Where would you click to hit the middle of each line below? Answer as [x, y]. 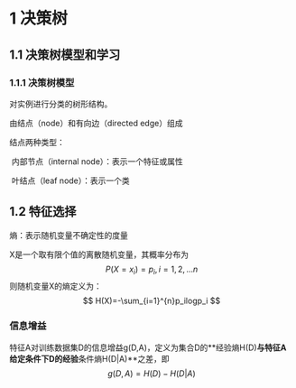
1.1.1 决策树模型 [42, 82]
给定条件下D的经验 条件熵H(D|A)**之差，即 [89, 358]
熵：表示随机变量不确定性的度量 [69, 235]
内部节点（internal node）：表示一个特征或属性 [97, 161]
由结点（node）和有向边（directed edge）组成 [96, 123]
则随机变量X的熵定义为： [55, 286]
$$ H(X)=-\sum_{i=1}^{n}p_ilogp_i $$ [152, 301]
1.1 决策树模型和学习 [65, 55]
